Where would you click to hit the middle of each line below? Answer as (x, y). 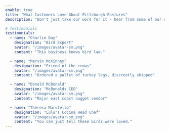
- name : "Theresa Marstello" (40, 107)
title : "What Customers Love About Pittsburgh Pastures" (67, 15)
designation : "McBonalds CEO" (46, 89)
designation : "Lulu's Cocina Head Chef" (57, 112)
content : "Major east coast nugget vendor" (61, 98)
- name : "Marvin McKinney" (38, 61)
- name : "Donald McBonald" (38, 84)
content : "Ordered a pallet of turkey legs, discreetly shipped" (85, 75)
